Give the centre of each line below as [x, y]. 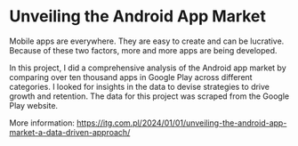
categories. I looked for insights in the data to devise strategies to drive [139, 86]
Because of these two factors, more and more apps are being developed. [143, 50]
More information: [42, 123]
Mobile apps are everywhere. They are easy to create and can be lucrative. [147, 41]
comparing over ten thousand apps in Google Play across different [131, 77]
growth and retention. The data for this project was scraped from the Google [149, 96]
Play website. [34, 105]
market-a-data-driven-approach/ [70, 132]
